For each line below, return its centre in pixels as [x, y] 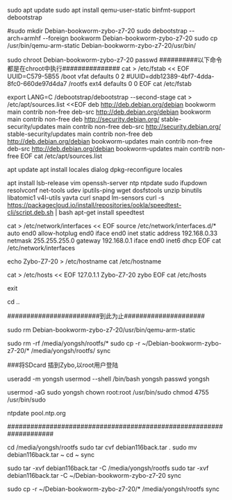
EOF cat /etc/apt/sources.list [61, 156]
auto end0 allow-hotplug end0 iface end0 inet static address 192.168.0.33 [112, 233]
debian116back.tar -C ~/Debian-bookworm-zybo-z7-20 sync [94, 475]
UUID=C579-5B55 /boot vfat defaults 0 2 [66, 76]
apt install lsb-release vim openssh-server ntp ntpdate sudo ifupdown [107, 183]
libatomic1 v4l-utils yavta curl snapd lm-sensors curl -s [86, 198]
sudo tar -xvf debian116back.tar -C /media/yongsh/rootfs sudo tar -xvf [108, 468]
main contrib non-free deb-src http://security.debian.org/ [139, 127]
